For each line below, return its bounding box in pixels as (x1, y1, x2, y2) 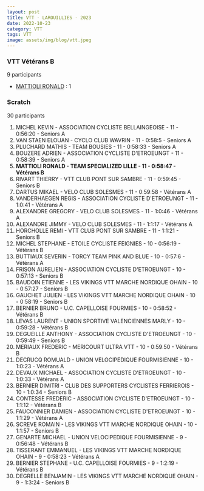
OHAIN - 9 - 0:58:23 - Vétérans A (15, 453, 100, 460)
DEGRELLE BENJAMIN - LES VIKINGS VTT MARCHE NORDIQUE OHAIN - (15, 472, 199, 479)
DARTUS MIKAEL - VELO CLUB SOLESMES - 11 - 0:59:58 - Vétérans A (15, 188, 191, 195)
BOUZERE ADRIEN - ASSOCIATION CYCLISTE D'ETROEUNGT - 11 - (15, 149, 184, 157)
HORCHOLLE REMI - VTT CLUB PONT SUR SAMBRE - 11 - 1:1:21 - (15, 227, 179, 234)
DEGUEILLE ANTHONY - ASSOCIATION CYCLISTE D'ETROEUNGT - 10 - (15, 330, 196, 337)
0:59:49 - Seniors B (15, 337, 66, 344)
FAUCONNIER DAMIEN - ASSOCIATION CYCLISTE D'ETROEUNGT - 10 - (15, 408, 196, 415)
